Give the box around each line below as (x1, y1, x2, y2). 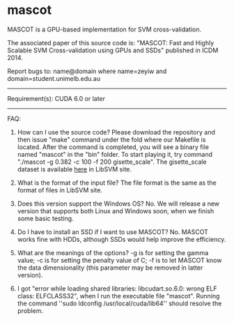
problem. (17, 306, 44, 315)
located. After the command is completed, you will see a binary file (17, 142, 209, 151)
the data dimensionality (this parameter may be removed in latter (17, 263, 203, 272)
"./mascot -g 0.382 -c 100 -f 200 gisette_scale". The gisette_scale (17, 158, 207, 166)
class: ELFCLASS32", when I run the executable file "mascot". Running (17, 291, 220, 300)
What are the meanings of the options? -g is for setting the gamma (17, 248, 209, 256)
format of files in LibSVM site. (17, 185, 103, 194)
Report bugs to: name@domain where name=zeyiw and (7, 67, 167, 75)
